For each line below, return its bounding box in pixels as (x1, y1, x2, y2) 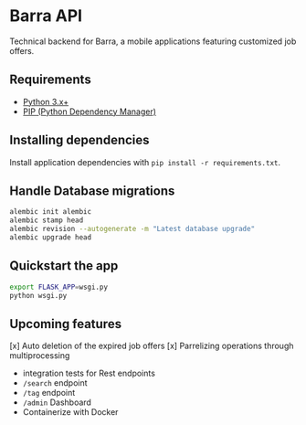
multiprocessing (9, 350, 70, 361)
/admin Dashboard (22, 397, 91, 408)
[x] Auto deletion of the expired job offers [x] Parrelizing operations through (9, 340, 294, 352)
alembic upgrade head (9, 233, 92, 242)
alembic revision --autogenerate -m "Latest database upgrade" (9, 225, 256, 234)
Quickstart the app (9, 258, 119, 274)
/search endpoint (22, 377, 89, 388)
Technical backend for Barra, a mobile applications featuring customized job (9, 36, 297, 47)
